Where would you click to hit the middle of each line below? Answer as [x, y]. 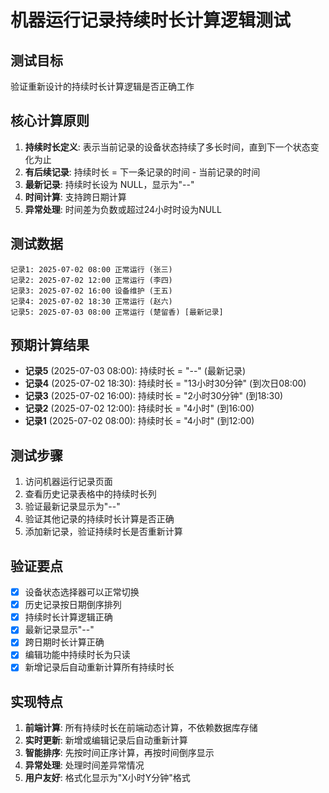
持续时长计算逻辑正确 [68, 617]
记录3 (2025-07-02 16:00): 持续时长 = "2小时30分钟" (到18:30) [154, 396]
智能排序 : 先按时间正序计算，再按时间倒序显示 [119, 753]
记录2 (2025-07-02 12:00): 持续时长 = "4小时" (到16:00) [139, 408]
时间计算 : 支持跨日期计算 [75, 197]
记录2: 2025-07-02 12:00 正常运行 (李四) [91, 280]
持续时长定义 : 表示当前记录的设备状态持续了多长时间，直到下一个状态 [167, 147]
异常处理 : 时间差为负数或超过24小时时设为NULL [123, 209]
